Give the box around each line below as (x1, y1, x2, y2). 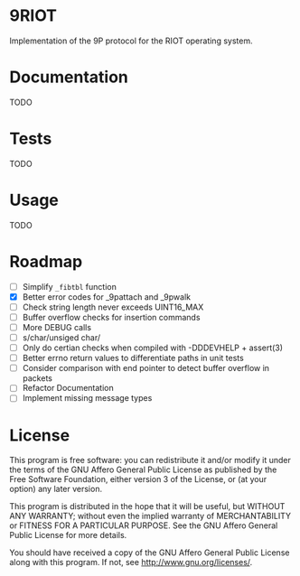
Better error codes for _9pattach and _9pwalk (22, 291, 192, 302)
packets (22, 373, 52, 384)
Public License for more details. (9, 530, 127, 541)
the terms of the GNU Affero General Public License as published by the (9, 464, 277, 475)
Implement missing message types (22, 393, 153, 404)
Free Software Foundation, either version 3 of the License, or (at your (9, 474, 267, 485)
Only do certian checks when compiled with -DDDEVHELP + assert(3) (22, 342, 283, 353)
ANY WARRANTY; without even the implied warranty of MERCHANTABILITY (9, 511, 292, 522)
